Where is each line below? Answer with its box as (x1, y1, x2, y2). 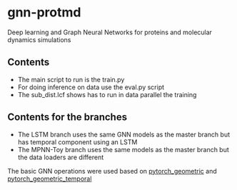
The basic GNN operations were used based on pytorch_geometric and (7, 166, 217, 175)
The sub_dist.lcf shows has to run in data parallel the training (17, 90, 197, 99)
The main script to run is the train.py (17, 75, 125, 84)
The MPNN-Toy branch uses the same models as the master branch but (17, 145, 230, 154)
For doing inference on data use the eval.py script (17, 83, 165, 91)
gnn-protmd (7, 4, 81, 21)
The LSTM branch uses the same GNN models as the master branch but (17, 130, 231, 139)
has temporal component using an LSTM (17, 137, 138, 146)
